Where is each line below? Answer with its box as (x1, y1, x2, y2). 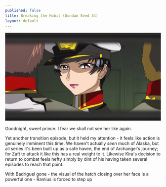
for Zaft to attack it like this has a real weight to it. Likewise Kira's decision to (5, 151, 161, 157)
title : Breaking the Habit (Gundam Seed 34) (5, 13, 98, 18)
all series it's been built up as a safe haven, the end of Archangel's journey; (5, 145, 159, 151)
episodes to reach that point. (5, 161, 64, 167)
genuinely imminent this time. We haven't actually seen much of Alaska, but (5, 140, 159, 146)
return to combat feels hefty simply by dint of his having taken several (5, 156, 147, 162)
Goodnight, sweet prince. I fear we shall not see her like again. (5, 125, 132, 131)
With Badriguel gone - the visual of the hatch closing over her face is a (5, 171, 149, 177)
